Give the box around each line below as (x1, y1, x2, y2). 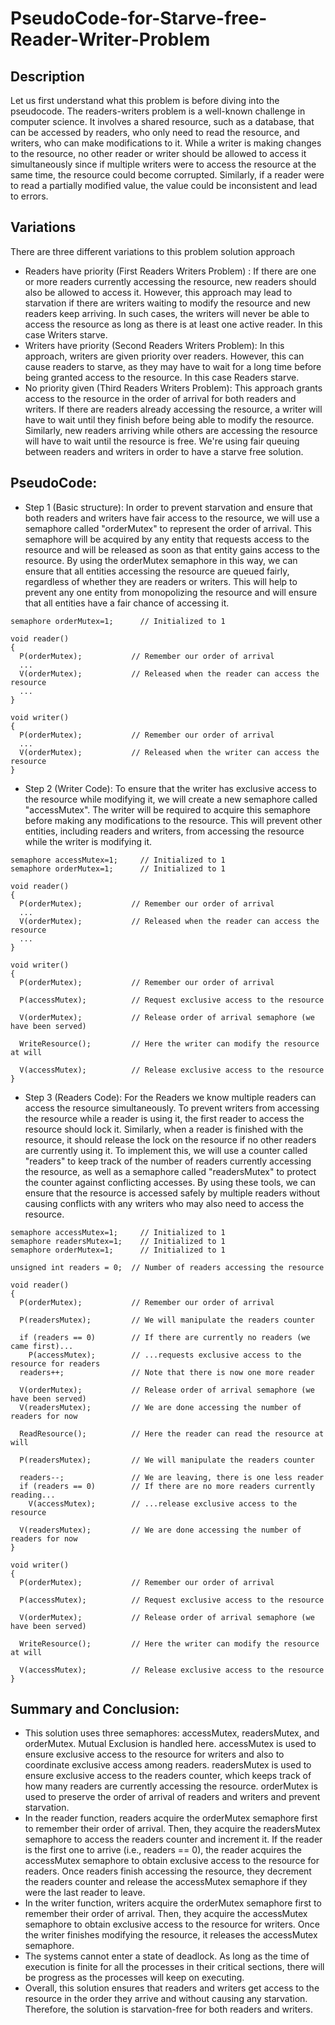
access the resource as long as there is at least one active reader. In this (24, 318, 323, 330)
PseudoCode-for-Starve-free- (10, 7, 268, 30)
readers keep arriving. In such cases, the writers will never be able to (24, 307, 310, 319)
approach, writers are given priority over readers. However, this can (24, 350, 305, 362)
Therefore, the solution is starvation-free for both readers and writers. (24, 2003, 313, 2016)
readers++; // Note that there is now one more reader (19, 1367, 315, 1377)
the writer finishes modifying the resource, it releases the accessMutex (24, 1929, 318, 1941)
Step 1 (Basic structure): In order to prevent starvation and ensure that (24, 501, 313, 513)
